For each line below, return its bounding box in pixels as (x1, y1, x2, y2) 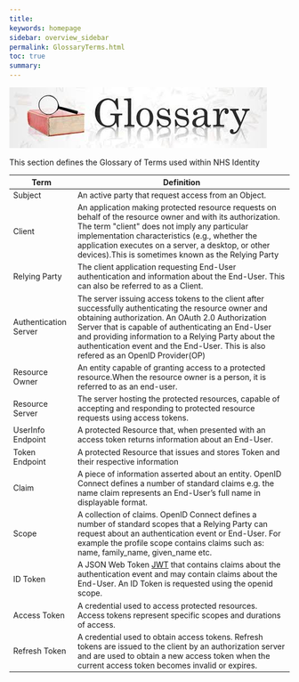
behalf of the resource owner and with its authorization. (77, 212, 280, 222)
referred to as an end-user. (77, 381, 178, 392)
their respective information (77, 456, 180, 467)
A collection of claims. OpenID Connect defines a (77, 509, 257, 520)
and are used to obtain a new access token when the (77, 650, 271, 661)
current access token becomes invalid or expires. (77, 660, 258, 670)
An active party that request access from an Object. (77, 190, 267, 200)
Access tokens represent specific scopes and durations (77, 610, 281, 621)
